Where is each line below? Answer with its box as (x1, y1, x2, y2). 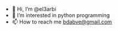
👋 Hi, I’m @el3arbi (11, 6, 57, 12)
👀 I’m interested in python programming (11, 12, 110, 19)
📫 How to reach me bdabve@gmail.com (11, 18, 113, 25)
